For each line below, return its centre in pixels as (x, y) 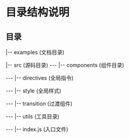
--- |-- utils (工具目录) (33, 116)
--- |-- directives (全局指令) (40, 78)
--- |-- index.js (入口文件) (37, 129)
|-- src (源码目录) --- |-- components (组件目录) (65, 65)
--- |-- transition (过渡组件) (39, 104)
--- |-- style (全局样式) (34, 91)
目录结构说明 (38, 12)
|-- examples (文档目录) (35, 52)
